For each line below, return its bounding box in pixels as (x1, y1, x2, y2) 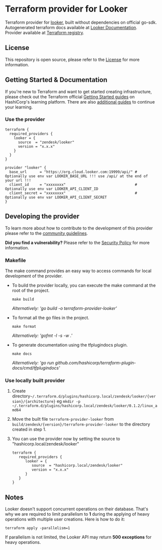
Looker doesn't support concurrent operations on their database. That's (5, 506, 148, 512)
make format (12, 324, 36, 329)
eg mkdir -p (56, 398, 81, 404)
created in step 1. (12, 427, 46, 432)
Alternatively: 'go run (12, 360, 54, 366)
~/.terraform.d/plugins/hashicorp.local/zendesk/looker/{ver (30, 394, 156, 399)
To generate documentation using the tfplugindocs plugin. (12, 342, 128, 348)
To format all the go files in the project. (12, 315, 89, 321)
